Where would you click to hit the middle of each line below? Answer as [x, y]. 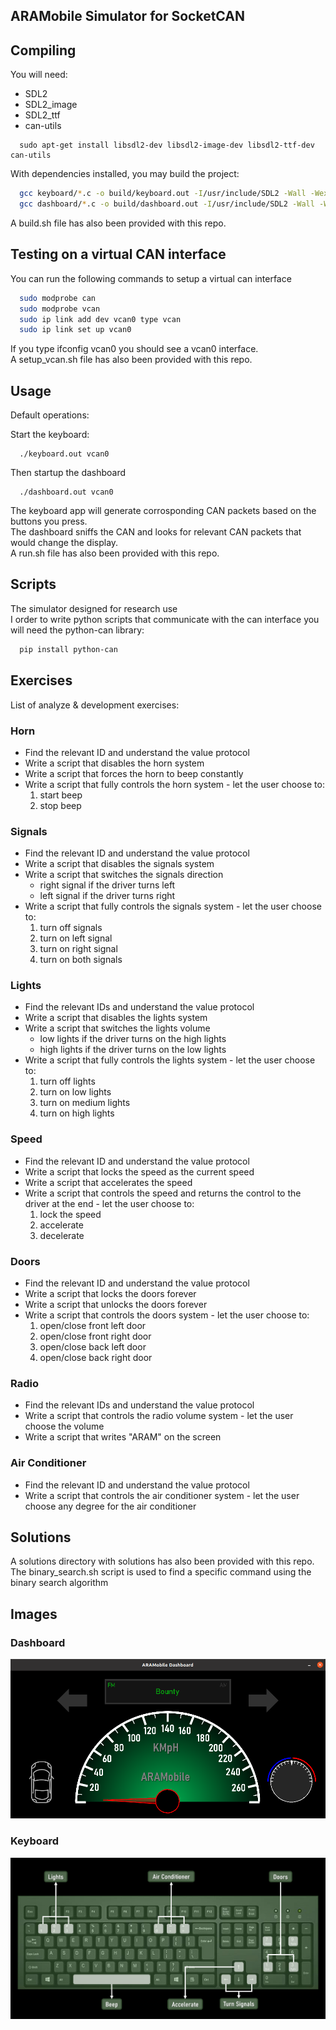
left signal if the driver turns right [107, 896]
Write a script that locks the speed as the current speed [139, 1171]
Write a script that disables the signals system [119, 864]
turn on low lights [75, 1092]
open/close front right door [95, 1336]
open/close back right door [96, 1358]
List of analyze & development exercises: [95, 705]
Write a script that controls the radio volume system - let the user [159, 1416]
